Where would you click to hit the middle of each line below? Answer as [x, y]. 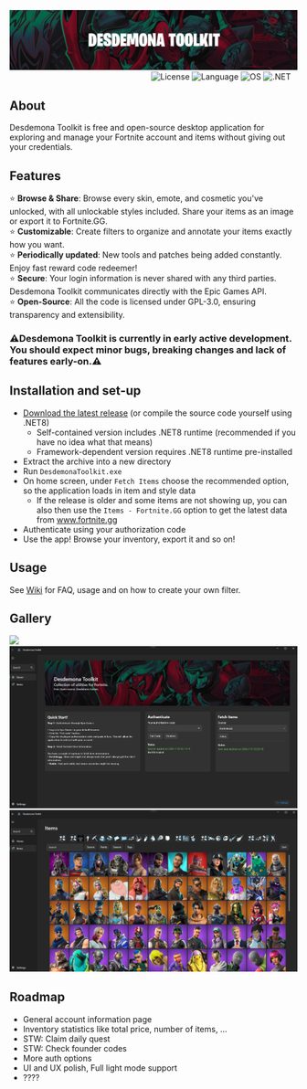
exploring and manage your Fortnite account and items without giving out [148, 137]
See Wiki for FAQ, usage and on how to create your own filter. [125, 589]
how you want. [37, 244]
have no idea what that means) [95, 442]
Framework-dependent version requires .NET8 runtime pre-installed [164, 451]
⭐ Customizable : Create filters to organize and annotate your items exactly [151, 231]
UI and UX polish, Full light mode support [100, 1068]
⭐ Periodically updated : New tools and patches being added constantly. [146, 254]
